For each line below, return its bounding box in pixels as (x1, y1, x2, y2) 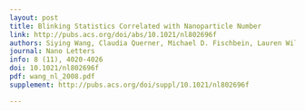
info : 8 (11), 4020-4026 (9, 55, 103, 64)
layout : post (9, 13, 59, 23)
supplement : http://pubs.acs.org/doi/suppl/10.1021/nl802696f (9, 80, 250, 89)
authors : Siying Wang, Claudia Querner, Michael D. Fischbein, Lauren (9, 38, 282, 48)
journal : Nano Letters (9, 47, 95, 56)
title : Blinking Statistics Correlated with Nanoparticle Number (9, 22, 261, 31)
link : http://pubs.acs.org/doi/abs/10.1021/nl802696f (9, 30, 218, 39)
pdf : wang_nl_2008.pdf (9, 72, 95, 81)
